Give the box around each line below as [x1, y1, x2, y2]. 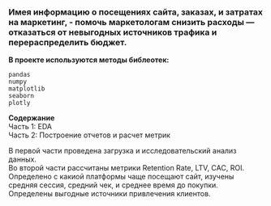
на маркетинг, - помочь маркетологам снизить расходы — [8, 16, 255, 27]
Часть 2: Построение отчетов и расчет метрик [8, 130, 171, 140]
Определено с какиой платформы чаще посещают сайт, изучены [8, 172, 234, 182]
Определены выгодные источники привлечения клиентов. [8, 189, 211, 199]
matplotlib [8, 85, 45, 93]
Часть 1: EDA [8, 122, 53, 132]
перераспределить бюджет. [8, 36, 127, 48]
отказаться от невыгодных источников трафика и [8, 27, 217, 38]
